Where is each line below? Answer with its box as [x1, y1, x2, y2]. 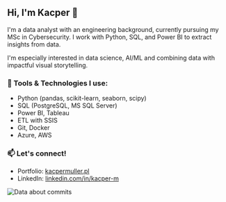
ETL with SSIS [17, 116, 58, 125]
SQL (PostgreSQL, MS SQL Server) [17, 101, 118, 110]
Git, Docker [17, 124, 50, 132]
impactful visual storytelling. [7, 60, 88, 69]
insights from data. [7, 40, 61, 49]
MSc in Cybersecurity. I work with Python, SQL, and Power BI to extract [7, 33, 212, 41]
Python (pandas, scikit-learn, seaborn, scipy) [17, 94, 147, 103]
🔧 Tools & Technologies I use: [7, 78, 108, 87]
